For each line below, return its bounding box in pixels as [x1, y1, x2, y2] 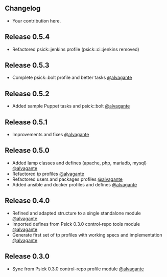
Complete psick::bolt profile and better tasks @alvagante [12, 74, 132, 81]
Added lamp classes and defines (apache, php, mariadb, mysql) [12, 160, 147, 166]
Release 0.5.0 [5, 146, 50, 155]
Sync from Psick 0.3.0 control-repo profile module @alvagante [12, 266, 144, 272]
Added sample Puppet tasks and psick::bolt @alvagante [12, 103, 130, 109]
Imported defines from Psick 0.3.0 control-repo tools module [12, 221, 140, 227]
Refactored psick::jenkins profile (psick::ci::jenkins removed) [12, 46, 139, 52]
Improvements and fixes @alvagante [12, 132, 89, 138]
